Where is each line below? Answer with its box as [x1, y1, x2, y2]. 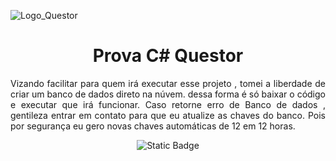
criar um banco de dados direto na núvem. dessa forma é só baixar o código [10, 88, 326, 100]
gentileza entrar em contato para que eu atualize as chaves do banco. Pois [10, 109, 326, 121]
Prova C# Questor [92, 45, 244, 67]
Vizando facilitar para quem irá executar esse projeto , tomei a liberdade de [10, 77, 326, 89]
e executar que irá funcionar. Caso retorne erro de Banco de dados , [10, 98, 326, 110]
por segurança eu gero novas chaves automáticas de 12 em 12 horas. [10, 120, 296, 132]
